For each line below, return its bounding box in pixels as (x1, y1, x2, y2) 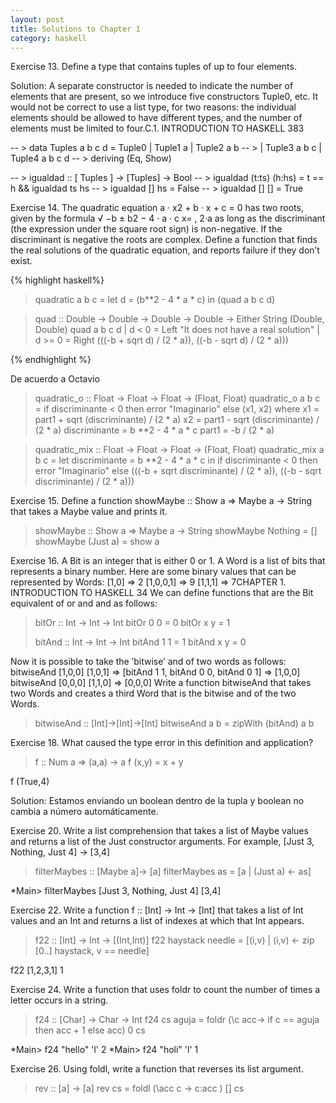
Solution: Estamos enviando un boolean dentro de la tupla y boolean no (10, 795, 305, 807)
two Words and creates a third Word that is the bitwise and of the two (10, 687, 297, 700)
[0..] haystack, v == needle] (34, 945, 150, 957)
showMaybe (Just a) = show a (34, 536, 160, 548)
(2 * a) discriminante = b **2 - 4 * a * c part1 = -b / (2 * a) (34, 424, 275, 436)
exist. (10, 255, 33, 267)
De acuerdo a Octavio (10, 373, 100, 385)
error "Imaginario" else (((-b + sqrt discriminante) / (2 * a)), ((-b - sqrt (34, 465, 322, 477)
